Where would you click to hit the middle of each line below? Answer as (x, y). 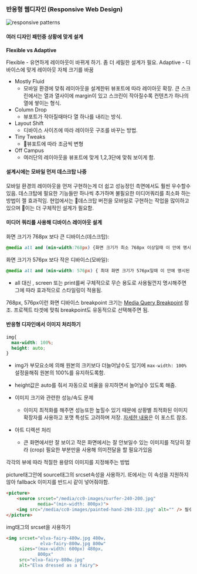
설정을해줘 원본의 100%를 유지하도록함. (60, 373)
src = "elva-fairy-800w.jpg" (52, 560)
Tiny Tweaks (30, 137)
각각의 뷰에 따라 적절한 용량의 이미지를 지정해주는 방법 (68, 462)
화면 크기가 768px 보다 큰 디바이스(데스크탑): (58, 237)
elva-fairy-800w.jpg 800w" (73, 543)
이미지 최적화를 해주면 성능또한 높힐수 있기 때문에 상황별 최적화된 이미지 (106, 410)
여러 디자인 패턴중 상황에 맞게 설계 (45, 36)
